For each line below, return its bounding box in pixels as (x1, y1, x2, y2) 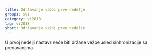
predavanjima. (5, 45, 34, 51)
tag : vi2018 (5, 21, 30, 26)
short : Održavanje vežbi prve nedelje (5, 26, 85, 31)
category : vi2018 (5, 16, 41, 21)
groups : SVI (5, 12, 30, 17)
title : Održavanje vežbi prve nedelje (5, 7, 85, 12)
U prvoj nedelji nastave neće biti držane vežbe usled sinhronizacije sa (5, 39, 148, 45)
